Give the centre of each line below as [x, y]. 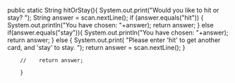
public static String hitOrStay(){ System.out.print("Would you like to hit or [113, 10]
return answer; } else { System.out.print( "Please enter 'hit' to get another [114, 40]
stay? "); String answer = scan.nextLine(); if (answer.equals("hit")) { [106, 18]
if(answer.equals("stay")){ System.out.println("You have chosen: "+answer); [118, 32]
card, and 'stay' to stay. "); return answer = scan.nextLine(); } [96, 47]
